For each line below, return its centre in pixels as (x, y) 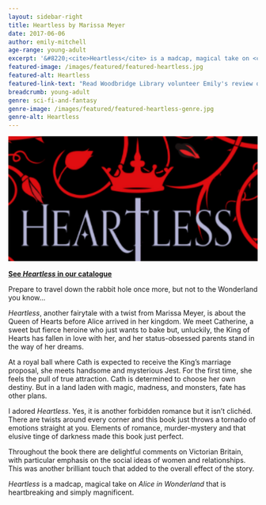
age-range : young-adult (47, 50)
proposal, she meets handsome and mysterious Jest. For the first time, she (130, 371)
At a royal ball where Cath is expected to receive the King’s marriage (120, 362)
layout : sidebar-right (46, 17)
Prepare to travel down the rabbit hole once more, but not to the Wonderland (133, 289)
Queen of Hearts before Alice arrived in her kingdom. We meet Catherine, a (131, 322)
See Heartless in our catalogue (60, 274)
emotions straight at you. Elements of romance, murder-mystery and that (127, 428)
